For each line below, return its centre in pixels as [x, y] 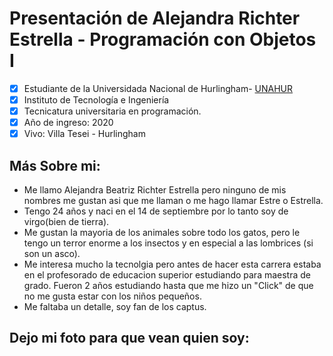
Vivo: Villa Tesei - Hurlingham [84, 134]
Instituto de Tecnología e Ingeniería [96, 100]
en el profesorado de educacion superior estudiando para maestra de [167, 275]
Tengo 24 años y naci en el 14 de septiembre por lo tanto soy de [156, 211]
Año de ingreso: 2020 [68, 123]
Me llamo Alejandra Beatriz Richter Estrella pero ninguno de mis [155, 190]
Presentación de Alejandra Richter [155, 18]
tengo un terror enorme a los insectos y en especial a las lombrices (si [168, 243]
